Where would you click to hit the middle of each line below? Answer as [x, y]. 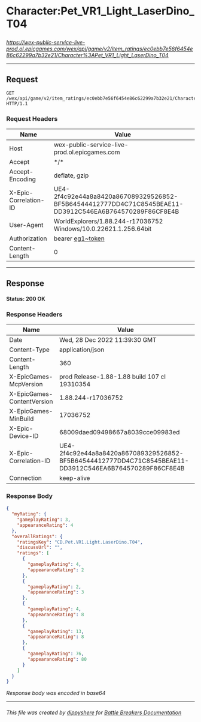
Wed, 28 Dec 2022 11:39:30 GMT [108, 339]
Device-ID [24, 435]
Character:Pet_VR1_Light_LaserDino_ [100, 11]
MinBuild [22, 419]
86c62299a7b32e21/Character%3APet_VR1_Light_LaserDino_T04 [87, 55]
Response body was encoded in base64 [56, 693]
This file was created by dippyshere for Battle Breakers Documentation [94, 712]
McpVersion [26, 384]
